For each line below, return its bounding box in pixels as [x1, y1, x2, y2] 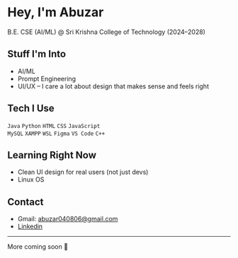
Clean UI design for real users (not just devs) [17, 168, 149, 177]
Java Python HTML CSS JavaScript [7, 122, 101, 129]
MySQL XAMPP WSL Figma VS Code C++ [7, 130, 106, 137]
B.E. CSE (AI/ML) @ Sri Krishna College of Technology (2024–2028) [7, 28, 205, 36]
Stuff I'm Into [7, 48, 66, 60]
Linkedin [17, 222, 43, 230]
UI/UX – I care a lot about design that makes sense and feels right [17, 82, 209, 90]
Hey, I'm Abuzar [7, 4, 104, 20]
